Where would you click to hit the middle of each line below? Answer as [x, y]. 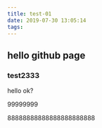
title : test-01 [30, 14]
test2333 [24, 75]
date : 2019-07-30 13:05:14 [47, 20]
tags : [15, 27]
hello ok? [20, 91]
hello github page [46, 55]
